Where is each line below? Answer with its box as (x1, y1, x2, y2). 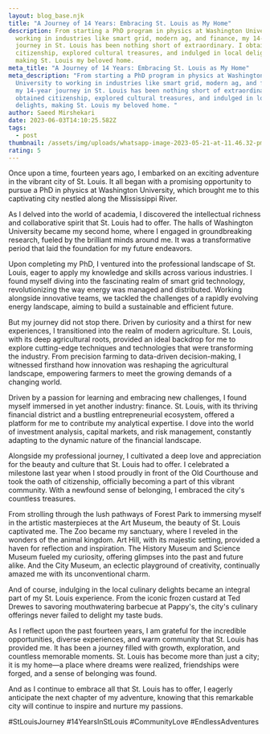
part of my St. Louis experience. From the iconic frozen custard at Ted (8, 593, 241, 603)
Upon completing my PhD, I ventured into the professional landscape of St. (8, 259, 256, 269)
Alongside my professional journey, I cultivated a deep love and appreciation (8, 451, 261, 461)
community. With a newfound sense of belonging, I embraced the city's (8, 486, 245, 495)
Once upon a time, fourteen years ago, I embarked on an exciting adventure (8, 168, 260, 178)
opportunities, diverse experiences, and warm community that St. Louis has (8, 634, 259, 644)
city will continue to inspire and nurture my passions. (8, 701, 183, 711)
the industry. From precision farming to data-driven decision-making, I (8, 351, 241, 362)
